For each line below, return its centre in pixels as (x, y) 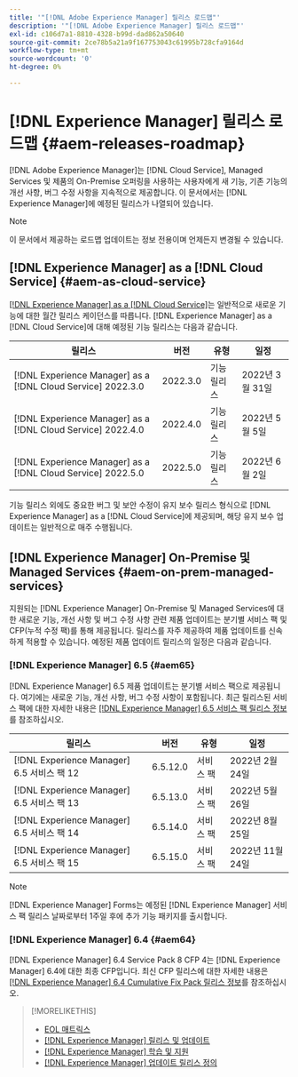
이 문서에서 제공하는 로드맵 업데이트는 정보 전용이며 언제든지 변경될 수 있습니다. (146, 239)
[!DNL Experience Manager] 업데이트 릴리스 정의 (130, 1063)
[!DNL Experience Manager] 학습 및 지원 (116, 1052)
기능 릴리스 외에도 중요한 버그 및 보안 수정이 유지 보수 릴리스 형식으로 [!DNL (140, 505)
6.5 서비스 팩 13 (47, 802)
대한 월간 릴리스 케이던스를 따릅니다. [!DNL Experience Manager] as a (149, 315)
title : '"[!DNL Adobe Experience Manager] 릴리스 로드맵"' (115, 17)
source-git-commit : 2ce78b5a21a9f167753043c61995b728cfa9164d (126, 42)
